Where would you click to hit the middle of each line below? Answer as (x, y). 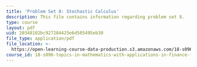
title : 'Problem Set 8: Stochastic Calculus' (62, 11)
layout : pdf (21, 28)
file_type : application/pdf (40, 38)
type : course (22, 22)
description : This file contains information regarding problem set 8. (95, 17)
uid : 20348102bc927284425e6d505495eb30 (55, 33)
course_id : (19, 55)
